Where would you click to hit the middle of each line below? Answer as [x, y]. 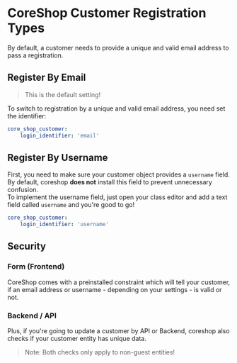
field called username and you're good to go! [71, 205]
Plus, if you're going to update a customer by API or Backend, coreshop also [118, 331]
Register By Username [58, 157]
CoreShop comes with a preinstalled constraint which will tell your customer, [119, 282]
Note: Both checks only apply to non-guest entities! [100, 352]
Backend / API [32, 315]
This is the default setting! [63, 94]
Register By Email [47, 78]
